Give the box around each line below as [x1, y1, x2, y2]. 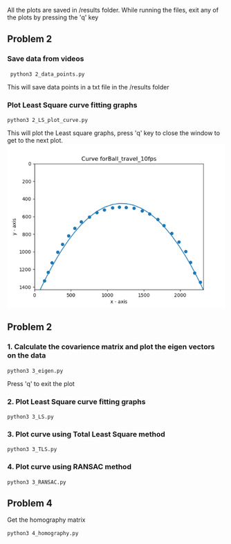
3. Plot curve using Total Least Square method [7, 429, 166, 439]
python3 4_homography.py [7, 530, 79, 537]
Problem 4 [7, 497, 53, 509]
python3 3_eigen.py [7, 367, 64, 374]
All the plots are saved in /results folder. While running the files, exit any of [7, 6, 219, 14]
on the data [7, 351, 46, 360]
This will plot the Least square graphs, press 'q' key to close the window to [7, 128, 220, 137]
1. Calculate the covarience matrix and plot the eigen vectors [7, 342, 215, 352]
